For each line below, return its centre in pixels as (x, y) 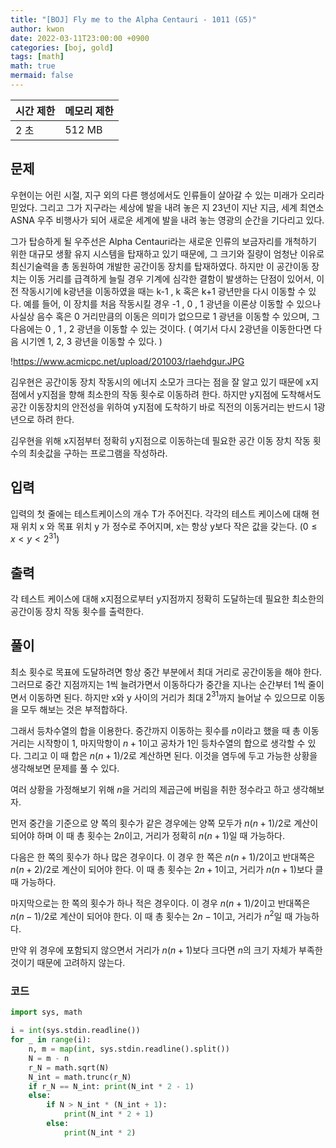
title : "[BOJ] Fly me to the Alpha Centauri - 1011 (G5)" (133, 19)
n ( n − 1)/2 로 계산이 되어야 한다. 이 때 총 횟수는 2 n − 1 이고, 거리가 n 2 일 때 (151, 916)
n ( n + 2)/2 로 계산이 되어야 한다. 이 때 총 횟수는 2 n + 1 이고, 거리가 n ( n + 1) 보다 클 (167, 870)
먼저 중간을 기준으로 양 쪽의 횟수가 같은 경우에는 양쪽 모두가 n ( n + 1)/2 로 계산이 (164, 823)
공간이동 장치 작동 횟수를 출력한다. (77, 611)
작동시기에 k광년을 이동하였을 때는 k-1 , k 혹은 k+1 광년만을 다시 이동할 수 (163, 291)
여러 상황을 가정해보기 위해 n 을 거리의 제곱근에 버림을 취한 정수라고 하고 (150, 790)
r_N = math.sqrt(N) (69, 1067)
